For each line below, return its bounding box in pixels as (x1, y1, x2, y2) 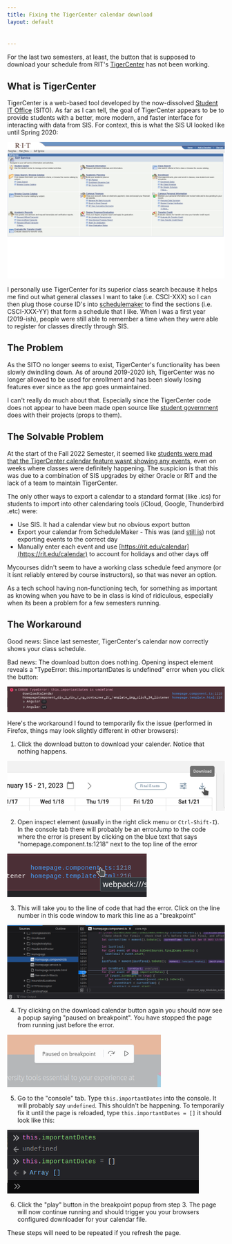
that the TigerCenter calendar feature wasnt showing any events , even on (7, 456, 217, 465)
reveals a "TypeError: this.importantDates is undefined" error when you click (7, 665, 225, 673)
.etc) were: (7, 506, 38, 515)
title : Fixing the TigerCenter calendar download (7, 11, 153, 18)
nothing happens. (17, 747, 68, 755)
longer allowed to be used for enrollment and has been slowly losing (7, 375, 202, 384)
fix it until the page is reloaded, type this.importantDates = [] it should (17, 1109, 222, 1117)
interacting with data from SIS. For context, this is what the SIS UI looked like (7, 121, 225, 130)
